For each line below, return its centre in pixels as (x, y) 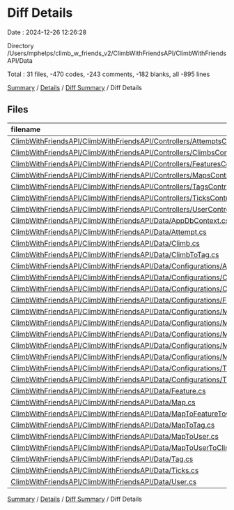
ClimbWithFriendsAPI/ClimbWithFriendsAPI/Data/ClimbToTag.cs (115, 254)
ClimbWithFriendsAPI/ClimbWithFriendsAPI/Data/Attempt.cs (109, 232)
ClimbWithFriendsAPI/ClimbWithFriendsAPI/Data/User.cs (104, 481)
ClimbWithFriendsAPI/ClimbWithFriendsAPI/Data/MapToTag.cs (113, 425)
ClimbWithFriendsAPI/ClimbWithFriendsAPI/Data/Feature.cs (108, 391)
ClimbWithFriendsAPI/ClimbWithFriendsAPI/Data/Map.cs (103, 402)
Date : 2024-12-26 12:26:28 (47, 32)
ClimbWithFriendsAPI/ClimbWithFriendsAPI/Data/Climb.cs (106, 243)
